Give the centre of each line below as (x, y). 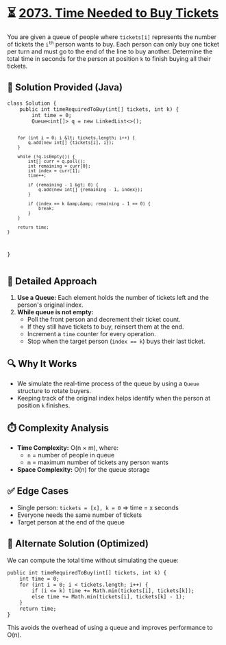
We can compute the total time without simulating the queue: (93, 560)
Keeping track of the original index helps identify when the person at (114, 399)
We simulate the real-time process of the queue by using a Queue (108, 383)
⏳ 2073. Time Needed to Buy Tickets (113, 13)
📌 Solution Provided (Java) (65, 87)
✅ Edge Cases (38, 491)
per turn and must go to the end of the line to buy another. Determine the (110, 51)
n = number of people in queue (71, 455)
